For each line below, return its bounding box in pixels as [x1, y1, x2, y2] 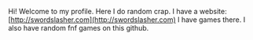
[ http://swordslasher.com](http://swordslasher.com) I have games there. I [8, 15, 246, 24]
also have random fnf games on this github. [8, 24, 149, 32]
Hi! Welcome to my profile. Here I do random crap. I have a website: [8, 7, 227, 16]
